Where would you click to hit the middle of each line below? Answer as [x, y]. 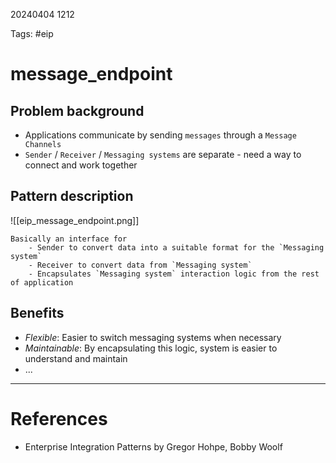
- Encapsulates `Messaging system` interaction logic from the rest [174, 274]
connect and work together [81, 165]
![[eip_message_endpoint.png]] [75, 220]
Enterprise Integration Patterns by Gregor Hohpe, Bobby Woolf [153, 446]
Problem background [77, 110]
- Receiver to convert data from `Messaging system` [140, 265]
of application [42, 282]
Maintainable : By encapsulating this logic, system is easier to [151, 348]
